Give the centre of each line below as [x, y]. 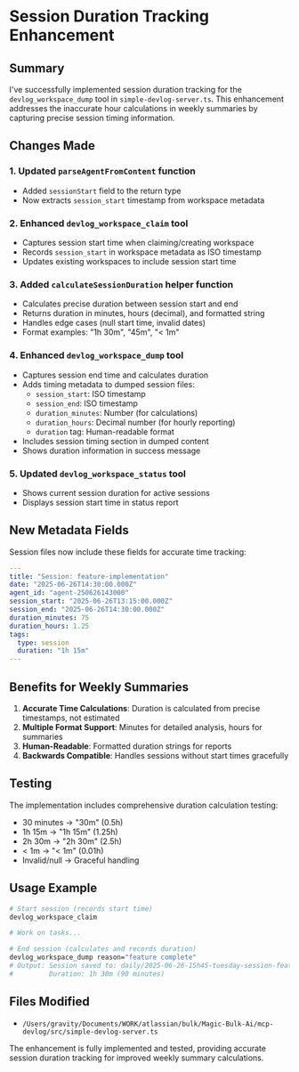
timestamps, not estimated [71, 718]
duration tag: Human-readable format [105, 431]
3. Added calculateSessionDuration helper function [121, 284]
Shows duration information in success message [111, 451]
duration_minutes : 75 [49, 617]
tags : [19, 634]
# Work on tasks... [45, 933]
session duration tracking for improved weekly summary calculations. [137, 1058]
